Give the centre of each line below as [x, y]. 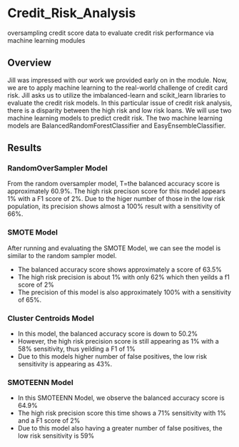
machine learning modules [46, 40]
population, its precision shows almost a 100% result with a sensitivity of [114, 206]
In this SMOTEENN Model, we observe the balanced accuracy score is [121, 398]
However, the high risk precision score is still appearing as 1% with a [118, 341]
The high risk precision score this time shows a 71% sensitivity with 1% [122, 413]
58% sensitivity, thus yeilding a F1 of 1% [76, 349]
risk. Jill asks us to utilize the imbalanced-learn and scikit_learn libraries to [117, 95]
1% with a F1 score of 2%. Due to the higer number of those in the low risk [116, 199]
